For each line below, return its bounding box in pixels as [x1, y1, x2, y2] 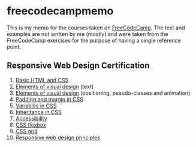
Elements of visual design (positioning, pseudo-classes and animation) [15, 89, 191, 97]
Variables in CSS [15, 102, 57, 109]
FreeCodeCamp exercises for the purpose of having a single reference [7, 37, 182, 44]
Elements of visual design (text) [15, 83, 94, 90]
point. [7, 43, 22, 50]
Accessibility [15, 115, 47, 122]
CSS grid [15, 127, 38, 134]
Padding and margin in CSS [15, 95, 83, 103]
